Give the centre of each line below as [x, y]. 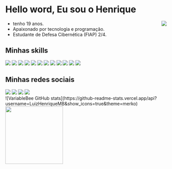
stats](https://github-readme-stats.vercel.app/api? [104, 98]
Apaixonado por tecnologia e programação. [59, 29]
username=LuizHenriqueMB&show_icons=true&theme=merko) [72, 103]
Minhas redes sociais [40, 80]
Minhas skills [27, 50]
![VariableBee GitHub [27, 98]
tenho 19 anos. [28, 24]
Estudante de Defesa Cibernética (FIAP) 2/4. [59, 34]
